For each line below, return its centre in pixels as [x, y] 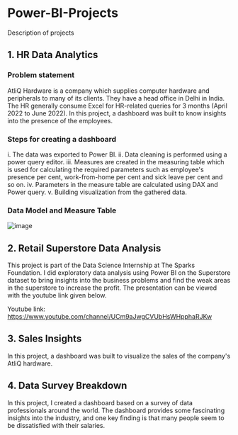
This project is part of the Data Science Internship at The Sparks [101, 265]
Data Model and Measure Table [62, 210]
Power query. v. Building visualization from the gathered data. [97, 192]
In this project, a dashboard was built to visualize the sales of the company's [119, 356]
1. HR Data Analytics [53, 55]
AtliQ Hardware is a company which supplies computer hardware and [108, 91]
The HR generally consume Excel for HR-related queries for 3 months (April [118, 106]
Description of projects [41, 33]
